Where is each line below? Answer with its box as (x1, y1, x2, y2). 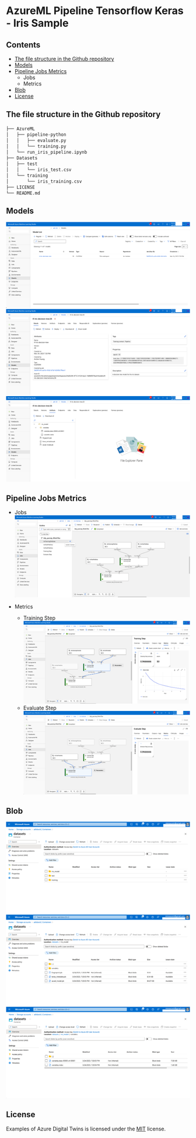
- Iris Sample (6, 16, 69, 30)
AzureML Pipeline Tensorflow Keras (6, 4, 184, 18)
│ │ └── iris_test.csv (6, 167, 72, 173)
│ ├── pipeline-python (6, 132, 66, 137)
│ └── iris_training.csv (6, 178, 82, 184)
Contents (6, 40, 41, 50)
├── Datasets (6, 155, 38, 161)
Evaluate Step (23, 704, 57, 711)
